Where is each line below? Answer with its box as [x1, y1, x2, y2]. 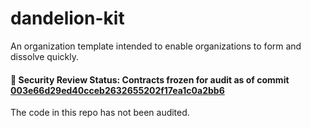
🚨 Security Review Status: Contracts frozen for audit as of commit [10, 73, 290, 86]
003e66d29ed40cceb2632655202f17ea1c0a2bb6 [10, 84, 225, 96]
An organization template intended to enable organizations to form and [10, 40, 302, 52]
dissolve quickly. [10, 50, 79, 62]
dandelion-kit [10, 7, 125, 30]
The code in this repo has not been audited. [10, 107, 190, 119]
